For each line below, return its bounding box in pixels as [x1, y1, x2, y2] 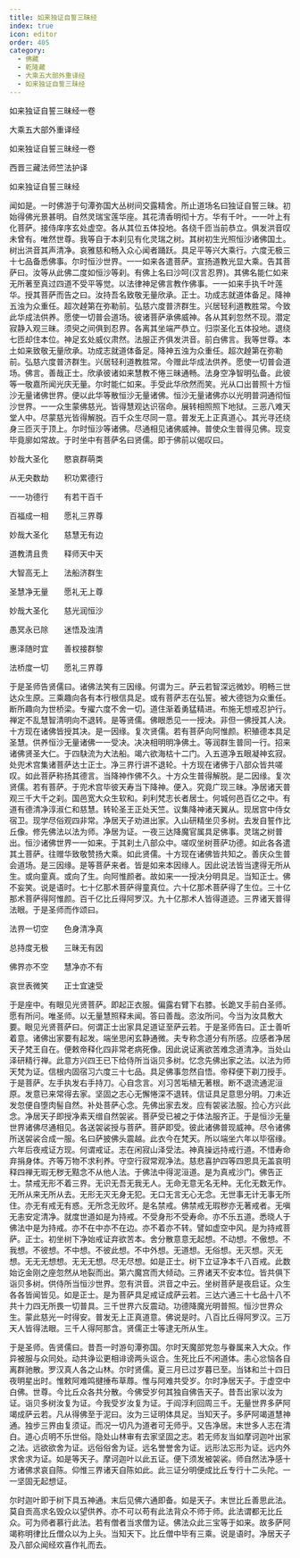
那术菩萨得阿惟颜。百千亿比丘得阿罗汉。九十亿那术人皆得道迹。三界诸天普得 [9, 893, 291, 904]
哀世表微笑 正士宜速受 [9, 979, 104, 991]
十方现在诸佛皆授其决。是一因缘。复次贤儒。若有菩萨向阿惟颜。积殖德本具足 [9, 725, 291, 737]
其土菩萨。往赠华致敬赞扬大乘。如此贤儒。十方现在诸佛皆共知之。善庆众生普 [9, 848, 291, 859]
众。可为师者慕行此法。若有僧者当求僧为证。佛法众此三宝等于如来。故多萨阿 [9, 1517, 291, 1528]
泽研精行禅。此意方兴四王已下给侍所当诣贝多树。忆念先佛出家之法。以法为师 [9, 1054, 291, 1065]
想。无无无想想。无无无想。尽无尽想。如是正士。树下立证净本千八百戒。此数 [9, 1255, 291, 1266]
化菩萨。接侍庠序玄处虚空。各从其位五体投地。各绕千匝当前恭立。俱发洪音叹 [9, 222, 291, 233]
